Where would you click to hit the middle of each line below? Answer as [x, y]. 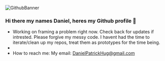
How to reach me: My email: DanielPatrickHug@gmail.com [74, 53]
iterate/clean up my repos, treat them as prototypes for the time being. [86, 42]
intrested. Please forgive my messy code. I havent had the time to [81, 37]
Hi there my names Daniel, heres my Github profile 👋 [71, 21]
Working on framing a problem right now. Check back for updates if [83, 32]
